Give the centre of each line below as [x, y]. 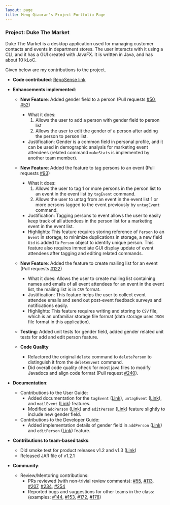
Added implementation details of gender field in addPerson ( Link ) [95, 425]
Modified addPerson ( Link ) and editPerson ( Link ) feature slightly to [96, 409]
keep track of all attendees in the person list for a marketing [90, 221]
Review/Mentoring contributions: [54, 475]
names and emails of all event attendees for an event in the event [96, 284]
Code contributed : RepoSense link [49, 79]
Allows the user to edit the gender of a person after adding [97, 131]
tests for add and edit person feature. [59, 337]
